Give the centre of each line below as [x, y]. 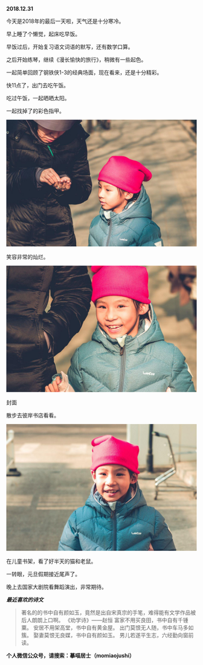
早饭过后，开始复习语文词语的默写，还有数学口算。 [70, 47]
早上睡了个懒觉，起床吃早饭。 [43, 34]
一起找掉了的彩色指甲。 [35, 111]
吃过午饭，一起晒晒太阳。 [38, 98]
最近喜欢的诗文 [25, 600]
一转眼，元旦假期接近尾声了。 [43, 574]
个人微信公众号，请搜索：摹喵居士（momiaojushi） [70, 656]
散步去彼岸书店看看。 [33, 415]
